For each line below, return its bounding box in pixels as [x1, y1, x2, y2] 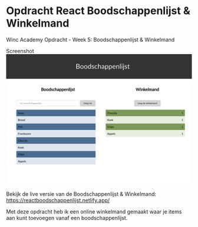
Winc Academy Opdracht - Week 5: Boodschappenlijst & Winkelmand [6, 36, 175, 43]
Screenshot [6, 47, 34, 54]
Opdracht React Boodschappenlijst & [6, 4, 190, 18]
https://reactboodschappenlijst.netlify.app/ [6, 197, 110, 204]
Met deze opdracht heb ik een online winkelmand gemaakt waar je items [6, 208, 182, 215]
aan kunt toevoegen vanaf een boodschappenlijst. [6, 215, 128, 222]
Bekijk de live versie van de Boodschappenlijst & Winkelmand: [6, 191, 157, 198]
